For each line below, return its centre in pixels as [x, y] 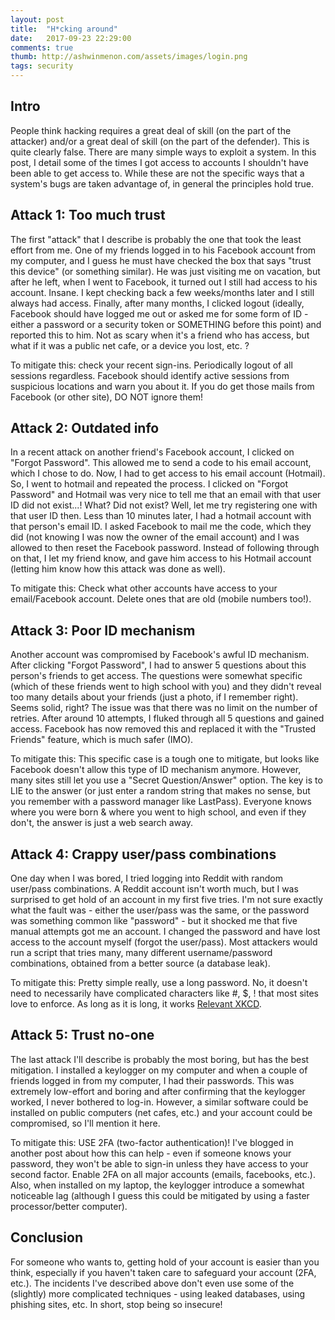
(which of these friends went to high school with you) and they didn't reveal [166, 687]
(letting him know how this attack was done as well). [118, 569]
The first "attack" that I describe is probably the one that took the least [156, 239]
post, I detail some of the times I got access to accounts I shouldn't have [159, 162]
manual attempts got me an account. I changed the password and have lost [165, 932]
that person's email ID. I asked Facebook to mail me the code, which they [161, 527]
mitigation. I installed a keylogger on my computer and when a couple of [159, 1070]
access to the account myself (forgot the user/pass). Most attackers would [164, 942]
